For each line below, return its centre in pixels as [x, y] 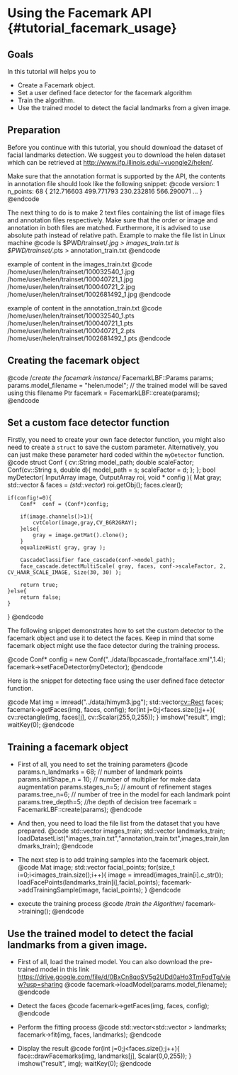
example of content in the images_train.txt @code [80, 264]
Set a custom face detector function [89, 423]
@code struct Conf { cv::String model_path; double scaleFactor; [101, 463]
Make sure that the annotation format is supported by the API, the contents [117, 176]
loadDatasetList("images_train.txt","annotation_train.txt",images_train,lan [123, 838]
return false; [41, 598]
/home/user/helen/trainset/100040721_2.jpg [72, 286]
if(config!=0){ [30, 498]
